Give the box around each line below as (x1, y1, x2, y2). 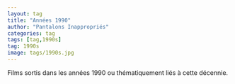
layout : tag (7, 10, 42, 17)
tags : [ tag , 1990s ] (7, 36, 62, 43)
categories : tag (7, 29, 55, 37)
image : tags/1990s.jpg (7, 50, 74, 57)
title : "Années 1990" (7, 17, 71, 24)
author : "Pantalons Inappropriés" (7, 23, 110, 30)
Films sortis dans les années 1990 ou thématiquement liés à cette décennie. (7, 68, 229, 77)
